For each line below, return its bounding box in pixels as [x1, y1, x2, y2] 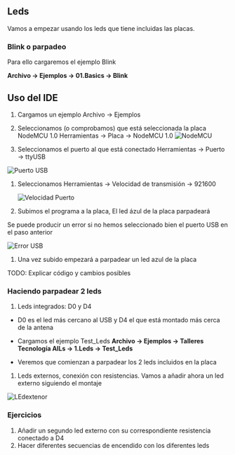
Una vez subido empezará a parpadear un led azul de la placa [17, 255, 197, 263]
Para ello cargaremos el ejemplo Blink [7, 58, 116, 66]
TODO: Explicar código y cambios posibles [7, 268, 131, 277]
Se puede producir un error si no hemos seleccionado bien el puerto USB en [7, 220, 228, 229]
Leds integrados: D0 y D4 [17, 302, 92, 311]
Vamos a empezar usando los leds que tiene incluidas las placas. [7, 24, 195, 32]
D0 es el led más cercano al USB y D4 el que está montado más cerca [17, 316, 220, 324]
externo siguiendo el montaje [17, 379, 102, 388]
